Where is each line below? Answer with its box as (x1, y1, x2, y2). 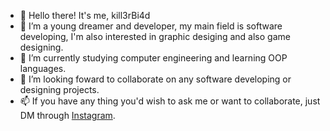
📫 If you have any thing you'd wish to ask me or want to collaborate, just (19, 95, 321, 107)
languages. (19, 63, 67, 74)
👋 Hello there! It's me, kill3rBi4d (19, 10, 151, 21)
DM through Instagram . (19, 110, 116, 121)
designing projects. (19, 84, 100, 95)
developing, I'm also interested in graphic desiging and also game (19, 31, 291, 42)
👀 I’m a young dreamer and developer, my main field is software (19, 20, 283, 32)
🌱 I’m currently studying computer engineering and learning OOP (19, 52, 288, 64)
